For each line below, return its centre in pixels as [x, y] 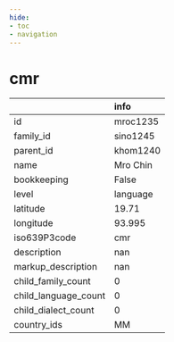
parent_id [33, 151]
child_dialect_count [54, 311]
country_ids [38, 325]
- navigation [33, 34]
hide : [19, 17]
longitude [33, 223]
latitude [29, 209]
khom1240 [137, 151]
